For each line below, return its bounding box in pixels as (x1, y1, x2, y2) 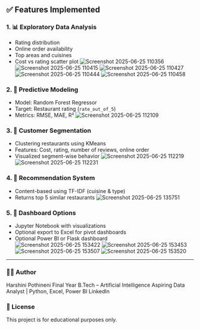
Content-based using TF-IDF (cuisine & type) (14, 187, 126, 194)
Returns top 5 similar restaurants (14, 194, 95, 201)
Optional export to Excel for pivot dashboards (14, 228, 127, 235)
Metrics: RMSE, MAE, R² (14, 111, 74, 119)
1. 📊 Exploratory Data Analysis (6, 23, 97, 32)
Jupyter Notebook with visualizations (14, 222, 106, 229)
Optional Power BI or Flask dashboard (14, 235, 108, 242)
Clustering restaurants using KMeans (14, 140, 106, 147)
